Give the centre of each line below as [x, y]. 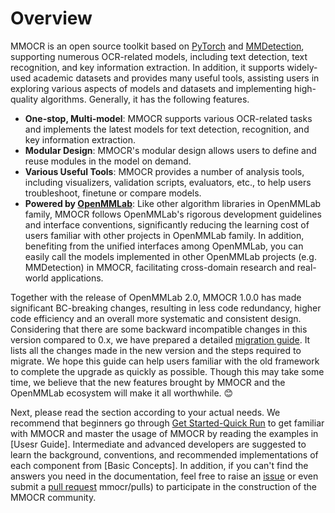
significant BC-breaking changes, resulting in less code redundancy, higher [166, 308]
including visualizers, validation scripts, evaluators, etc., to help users [168, 182]
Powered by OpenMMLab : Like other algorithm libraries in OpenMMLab [173, 203]
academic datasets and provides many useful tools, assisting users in [176, 78]
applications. [77, 278]
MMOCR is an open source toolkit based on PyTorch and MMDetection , [157, 46]
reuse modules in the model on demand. [108, 161]
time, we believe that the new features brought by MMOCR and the [148, 382]
